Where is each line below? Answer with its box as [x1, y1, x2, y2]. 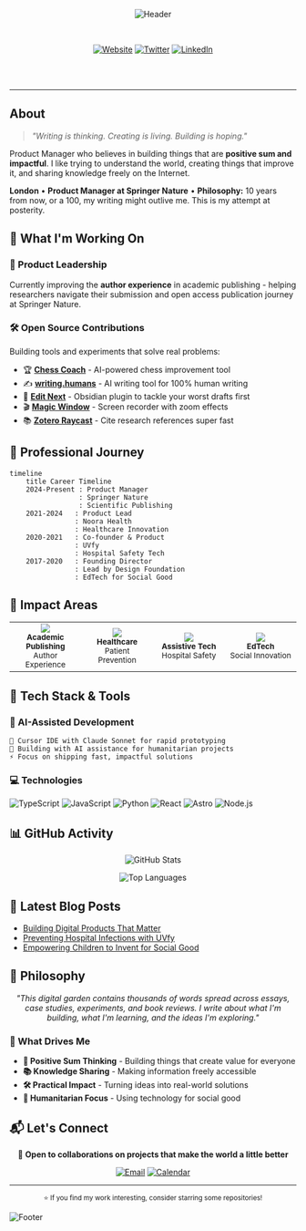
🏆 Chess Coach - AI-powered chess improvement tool [22, 364, 230, 375]
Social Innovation [229, 650, 291, 661]
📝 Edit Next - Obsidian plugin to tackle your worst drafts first [22, 390, 250, 401]
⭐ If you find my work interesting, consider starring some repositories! [44, 1193, 262, 1203]
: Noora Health [74, 516, 132, 526]
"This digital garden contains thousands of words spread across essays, [16, 992, 290, 1003]
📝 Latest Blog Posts [9, 898, 121, 914]
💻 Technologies [9, 774, 84, 787]
